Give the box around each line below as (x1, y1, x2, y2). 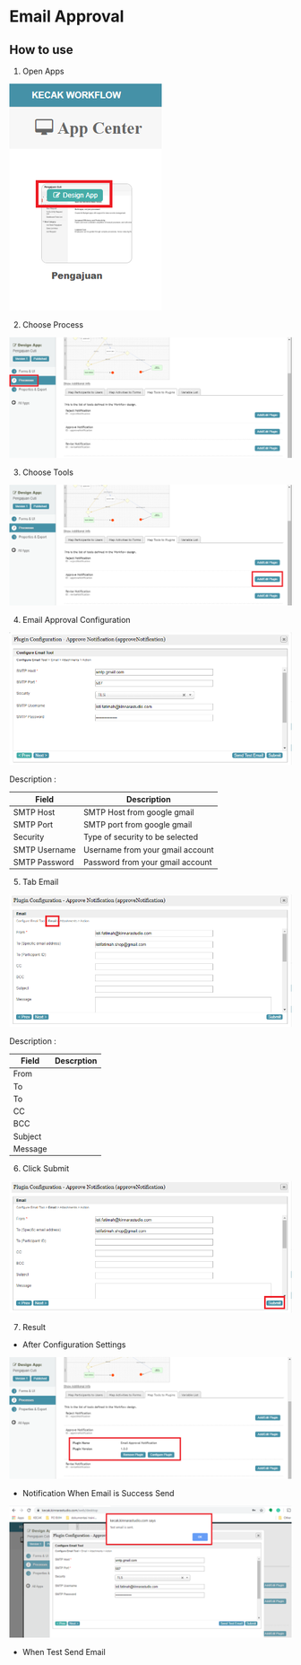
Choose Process (21, 320, 83, 329)
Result (21, 1322, 47, 1333)
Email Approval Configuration (21, 615, 132, 626)
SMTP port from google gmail (83, 819, 193, 830)
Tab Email (21, 877, 59, 888)
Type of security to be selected (83, 832, 199, 843)
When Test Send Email (21, 1647, 106, 1658)
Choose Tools (21, 467, 74, 478)
